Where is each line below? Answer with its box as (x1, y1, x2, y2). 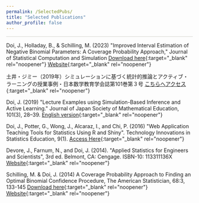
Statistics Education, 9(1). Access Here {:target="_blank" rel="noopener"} (6, 135, 185, 142)
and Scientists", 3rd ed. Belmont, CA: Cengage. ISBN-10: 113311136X (6, 153, 173, 160)
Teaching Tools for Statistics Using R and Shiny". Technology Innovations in (6, 129, 191, 137)
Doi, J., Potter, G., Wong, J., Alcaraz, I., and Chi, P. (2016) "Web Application (6, 123, 190, 130)
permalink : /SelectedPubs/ (6, 8, 73, 15)
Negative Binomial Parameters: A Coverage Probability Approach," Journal (6, 48, 188, 55)
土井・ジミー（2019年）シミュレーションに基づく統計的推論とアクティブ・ (6, 73, 188, 80)
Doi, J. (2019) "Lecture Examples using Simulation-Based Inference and (6, 99, 181, 106)
